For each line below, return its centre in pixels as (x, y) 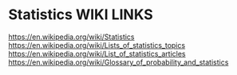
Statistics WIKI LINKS (81, 15)
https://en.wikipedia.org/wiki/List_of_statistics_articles (97, 53)
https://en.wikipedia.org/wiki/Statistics (71, 37)
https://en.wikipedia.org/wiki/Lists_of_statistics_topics (97, 45)
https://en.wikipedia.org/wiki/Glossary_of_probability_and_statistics (118, 62)
